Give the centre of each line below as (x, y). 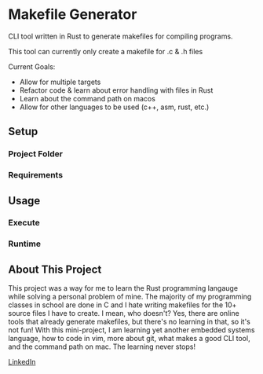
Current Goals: (32, 66)
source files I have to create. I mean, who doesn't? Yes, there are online (124, 313)
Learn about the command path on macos (87, 98)
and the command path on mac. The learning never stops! (102, 346)
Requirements (36, 175)
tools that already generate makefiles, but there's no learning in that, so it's (130, 322)
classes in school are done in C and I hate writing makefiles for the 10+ (122, 305)
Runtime (25, 244)
